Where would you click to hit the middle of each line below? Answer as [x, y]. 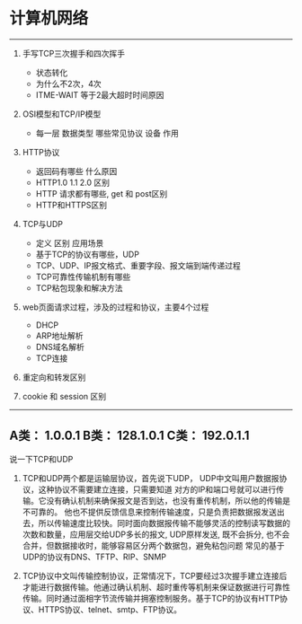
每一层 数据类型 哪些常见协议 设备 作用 [107, 133]
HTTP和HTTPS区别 [71, 205]
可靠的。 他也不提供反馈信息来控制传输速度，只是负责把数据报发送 [153, 512]
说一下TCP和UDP [41, 459]
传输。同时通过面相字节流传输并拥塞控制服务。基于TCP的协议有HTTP [151, 598]
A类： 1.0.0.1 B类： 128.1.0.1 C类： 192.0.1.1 [129, 436]
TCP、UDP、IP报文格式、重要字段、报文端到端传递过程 [138, 265]
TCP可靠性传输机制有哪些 [83, 277]
